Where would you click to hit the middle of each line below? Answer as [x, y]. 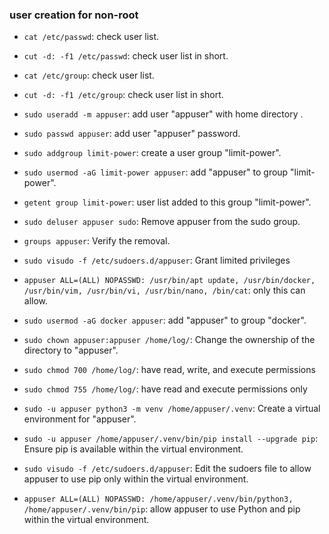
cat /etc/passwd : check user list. [91, 37]
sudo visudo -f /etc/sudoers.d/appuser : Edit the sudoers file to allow [167, 469]
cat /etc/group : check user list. [89, 75]
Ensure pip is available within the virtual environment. [133, 449]
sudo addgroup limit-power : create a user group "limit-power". [152, 153]
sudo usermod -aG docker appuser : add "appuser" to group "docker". [165, 320]
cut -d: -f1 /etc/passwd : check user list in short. [126, 56]
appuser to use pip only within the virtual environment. [136, 479]
